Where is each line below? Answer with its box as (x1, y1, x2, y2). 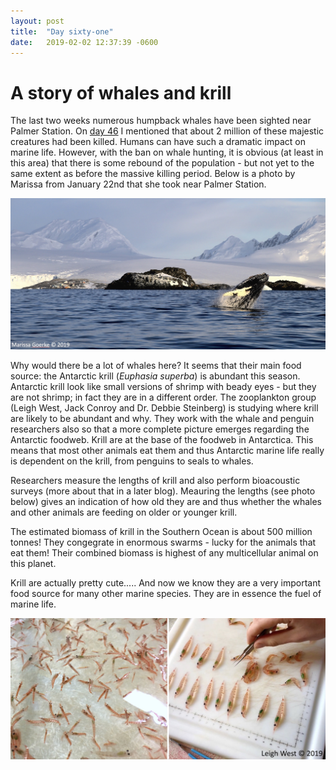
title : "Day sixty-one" (10, 26, 114, 37)
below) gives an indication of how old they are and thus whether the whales (10, 495, 322, 507)
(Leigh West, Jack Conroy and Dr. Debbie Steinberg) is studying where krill (10, 401, 319, 414)
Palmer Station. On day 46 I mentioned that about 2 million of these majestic (10, 125, 325, 137)
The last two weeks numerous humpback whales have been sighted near (10, 115, 312, 127)
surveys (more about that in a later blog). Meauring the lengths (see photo (10, 485, 316, 497)
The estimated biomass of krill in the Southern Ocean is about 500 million (10, 525, 313, 537)
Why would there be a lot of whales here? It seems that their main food (10, 359, 302, 371)
